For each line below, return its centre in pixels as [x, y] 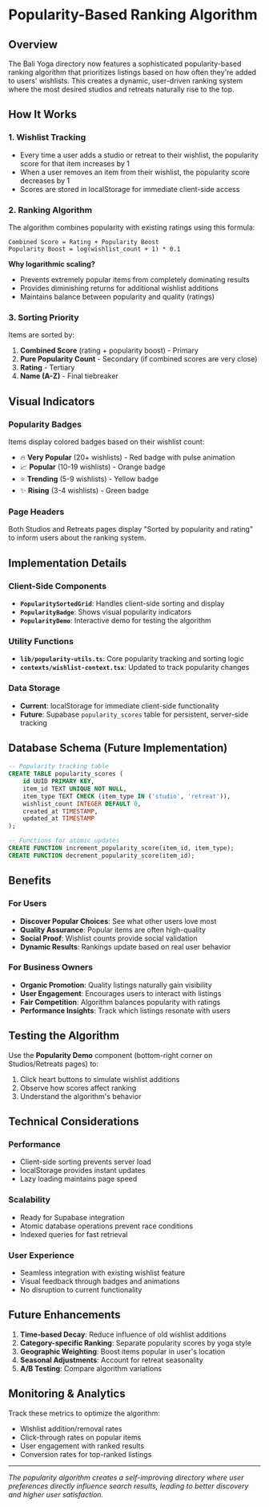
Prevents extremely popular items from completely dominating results [134, 280]
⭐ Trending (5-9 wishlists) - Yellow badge [89, 479]
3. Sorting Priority [44, 317]
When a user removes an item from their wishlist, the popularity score [135, 172]
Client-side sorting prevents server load [86, 1162]
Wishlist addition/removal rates [71, 1428]
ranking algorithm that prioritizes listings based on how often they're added [132, 72]
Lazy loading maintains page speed [78, 1179]
